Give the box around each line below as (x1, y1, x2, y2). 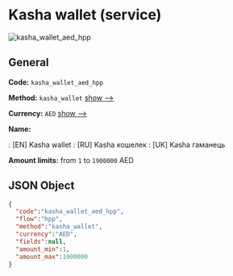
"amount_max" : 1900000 (15, 253, 89, 261)
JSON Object (8, 179, 75, 193)
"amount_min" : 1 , (15, 245, 70, 253)
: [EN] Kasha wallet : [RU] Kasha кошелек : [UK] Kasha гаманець (8, 140, 226, 149)
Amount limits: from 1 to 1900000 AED (8, 155, 135, 165)
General (8, 56, 50, 69)
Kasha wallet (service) (8, 6, 162, 24)
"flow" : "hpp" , (15, 215, 63, 224)
